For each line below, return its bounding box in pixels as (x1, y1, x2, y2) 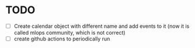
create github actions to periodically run (13, 35, 110, 42)
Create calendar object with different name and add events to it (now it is (13, 23, 190, 29)
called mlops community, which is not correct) (13, 29, 126, 36)
